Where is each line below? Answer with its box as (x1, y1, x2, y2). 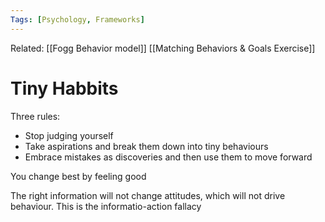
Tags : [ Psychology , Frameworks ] (10, 14, 145, 25)
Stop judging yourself (24, 129, 114, 141)
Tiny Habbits (10, 77, 119, 100)
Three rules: (10, 110, 61, 122)
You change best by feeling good (10, 170, 147, 182)
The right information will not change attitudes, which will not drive (10, 189, 286, 201)
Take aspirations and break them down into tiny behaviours (24, 140, 269, 152)
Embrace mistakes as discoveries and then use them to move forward (24, 151, 313, 163)
